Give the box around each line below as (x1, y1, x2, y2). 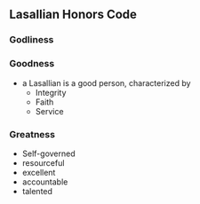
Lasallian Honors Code (9, 7, 138, 22)
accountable (21, 177, 68, 187)
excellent (21, 167, 56, 177)
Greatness (9, 128, 56, 140)
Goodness (9, 58, 55, 70)
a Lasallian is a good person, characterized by (21, 77, 191, 88)
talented (21, 185, 53, 196)
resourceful (21, 157, 65, 168)
